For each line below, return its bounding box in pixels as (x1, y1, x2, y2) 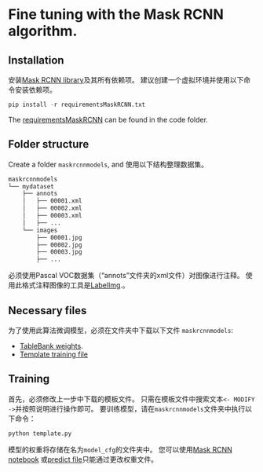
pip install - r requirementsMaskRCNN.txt (8, 101, 146, 108)
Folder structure (8, 137, 89, 151)
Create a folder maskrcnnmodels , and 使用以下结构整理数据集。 (8, 159, 209, 169)
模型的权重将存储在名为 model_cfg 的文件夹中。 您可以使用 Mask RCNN (8, 445, 233, 454)
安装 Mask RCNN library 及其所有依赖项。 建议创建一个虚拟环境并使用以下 (8, 75, 244, 84)
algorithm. (8, 22, 78, 40)
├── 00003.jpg (36, 248, 82, 256)
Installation (8, 53, 64, 67)
